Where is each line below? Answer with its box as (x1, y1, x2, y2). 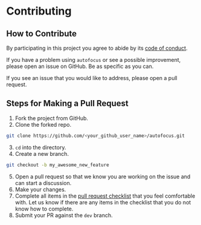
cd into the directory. (14, 144, 66, 151)
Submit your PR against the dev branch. (14, 211, 113, 219)
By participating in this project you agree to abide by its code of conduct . (6, 44, 188, 52)
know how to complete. (14, 205, 74, 212)
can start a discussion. (14, 179, 72, 186)
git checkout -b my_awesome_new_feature (6, 162, 110, 168)
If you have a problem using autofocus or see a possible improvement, (6, 56, 181, 63)
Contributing (6, 4, 72, 18)
